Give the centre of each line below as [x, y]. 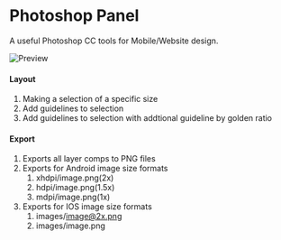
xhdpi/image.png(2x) [75, 178]
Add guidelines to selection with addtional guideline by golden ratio [147, 118]
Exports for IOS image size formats [87, 207]
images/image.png [71, 226]
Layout [23, 78]
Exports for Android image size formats [95, 169]
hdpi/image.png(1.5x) [75, 188]
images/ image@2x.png [79, 217]
